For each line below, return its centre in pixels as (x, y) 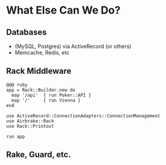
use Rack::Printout (30, 126)
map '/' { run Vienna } (46, 100)
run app (16, 137)
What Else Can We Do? (63, 10)
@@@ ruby (17, 85)
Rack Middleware (39, 71)
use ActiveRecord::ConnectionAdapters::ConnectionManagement (83, 116)
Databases (27, 32)
